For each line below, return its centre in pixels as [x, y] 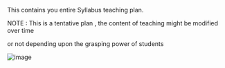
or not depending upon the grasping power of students [85, 44]
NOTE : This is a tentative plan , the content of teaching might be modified [113, 23]
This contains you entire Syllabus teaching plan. [75, 10]
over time [21, 31]
